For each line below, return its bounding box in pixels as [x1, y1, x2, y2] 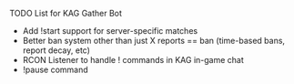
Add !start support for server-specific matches [22, 26, 198, 36]
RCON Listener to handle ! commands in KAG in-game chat [22, 55, 244, 65]
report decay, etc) [22, 45, 91, 56]
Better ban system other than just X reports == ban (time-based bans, [22, 36, 285, 46]
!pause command [22, 64, 88, 75]
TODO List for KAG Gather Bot [9, 8, 123, 18]
